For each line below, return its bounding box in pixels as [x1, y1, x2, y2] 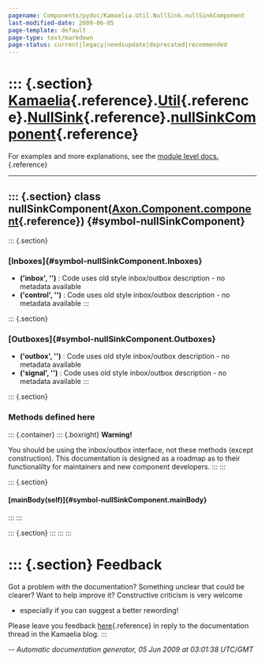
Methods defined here [8, 412, 95, 423]
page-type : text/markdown [8, 33, 93, 42]
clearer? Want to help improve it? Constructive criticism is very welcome [8, 590, 243, 600]
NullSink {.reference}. [27, 108, 171, 126]
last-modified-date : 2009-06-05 [8, 19, 114, 27]
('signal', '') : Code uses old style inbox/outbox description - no [19, 368, 227, 378]
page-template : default [8, 26, 87, 34]
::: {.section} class [8, 190, 101, 204]
